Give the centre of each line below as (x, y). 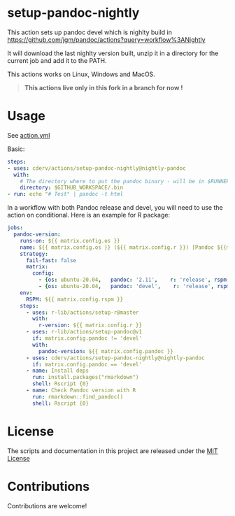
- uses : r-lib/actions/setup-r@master (82, 313)
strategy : (34, 254)
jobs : (15, 228)
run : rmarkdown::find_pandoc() (78, 396)
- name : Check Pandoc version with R (81, 390)
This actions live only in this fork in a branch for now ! (104, 87)
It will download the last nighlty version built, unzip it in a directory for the (113, 53)
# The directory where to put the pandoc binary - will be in (112, 181)
